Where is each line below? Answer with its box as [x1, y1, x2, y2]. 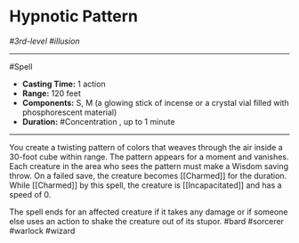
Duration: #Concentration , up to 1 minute [21, 116, 175, 126]
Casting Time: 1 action [21, 78, 106, 89]
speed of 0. [9, 189, 52, 199]
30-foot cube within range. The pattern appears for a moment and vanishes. [9, 151, 289, 162]
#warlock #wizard [9, 225, 76, 236]
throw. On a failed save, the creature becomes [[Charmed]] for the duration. [9, 170, 287, 181]
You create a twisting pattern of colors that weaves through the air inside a [9, 142, 283, 152]
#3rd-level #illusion [9, 36, 80, 46]
